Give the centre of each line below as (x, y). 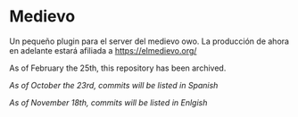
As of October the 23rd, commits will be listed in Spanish (114, 85)
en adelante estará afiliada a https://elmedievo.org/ (103, 50)
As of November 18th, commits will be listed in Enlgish (108, 102)
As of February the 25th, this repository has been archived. (118, 68)
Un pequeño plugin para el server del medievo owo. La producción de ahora (149, 41)
